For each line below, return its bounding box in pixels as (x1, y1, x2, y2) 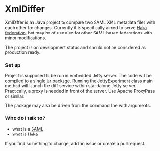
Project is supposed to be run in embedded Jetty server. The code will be (5, 73, 152, 79)
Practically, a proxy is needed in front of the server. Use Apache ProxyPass (5, 88, 155, 94)
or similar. (5, 93, 25, 99)
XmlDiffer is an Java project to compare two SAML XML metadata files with (5, 19, 156, 25)
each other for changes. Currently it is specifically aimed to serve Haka (5, 24, 147, 30)
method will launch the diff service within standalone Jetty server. (5, 83, 137, 89)
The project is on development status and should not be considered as (5, 44, 146, 50)
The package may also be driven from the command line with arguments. (5, 103, 151, 109)
